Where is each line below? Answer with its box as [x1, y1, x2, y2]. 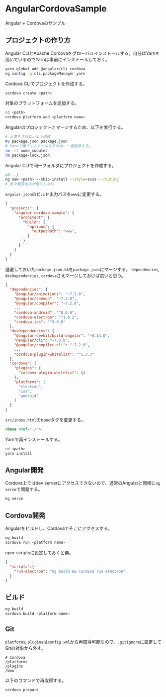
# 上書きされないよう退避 [5, 134, 51, 139]
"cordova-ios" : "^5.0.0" [14, 319, 66, 324]
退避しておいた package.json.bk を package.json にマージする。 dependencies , [5, 266, 160, 272]
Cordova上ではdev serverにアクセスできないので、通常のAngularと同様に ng [5, 480, 161, 486]
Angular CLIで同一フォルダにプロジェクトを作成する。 [5, 162, 117, 168]
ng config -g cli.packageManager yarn [5, 71, 85, 76]
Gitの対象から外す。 [5, 645, 46, 651]
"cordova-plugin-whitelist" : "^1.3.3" [14, 352, 94, 357]
